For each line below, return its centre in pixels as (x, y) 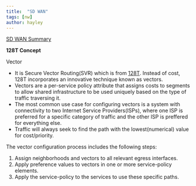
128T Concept (23, 50)
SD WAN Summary (29, 39)
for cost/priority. (34, 136)
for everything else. (38, 123)
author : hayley (25, 22)
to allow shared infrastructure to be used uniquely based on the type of (100, 92)
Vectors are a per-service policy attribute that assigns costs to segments (102, 86)
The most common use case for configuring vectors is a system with (97, 104)
